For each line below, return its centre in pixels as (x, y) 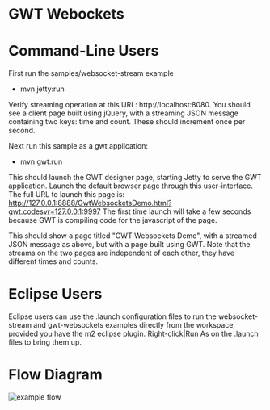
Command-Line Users (84, 51)
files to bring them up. (45, 342)
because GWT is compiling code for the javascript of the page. (113, 220)
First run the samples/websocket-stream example (91, 73)
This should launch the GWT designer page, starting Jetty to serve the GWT (135, 178)
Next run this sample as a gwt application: (78, 146)
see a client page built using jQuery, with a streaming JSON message (123, 113)
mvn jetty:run (42, 89)
